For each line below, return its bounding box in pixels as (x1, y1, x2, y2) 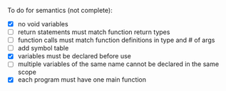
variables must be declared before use (17, 52, 132, 60)
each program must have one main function (17, 75, 147, 84)
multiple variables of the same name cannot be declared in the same (17, 60, 220, 68)
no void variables (17, 20, 69, 28)
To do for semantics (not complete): (7, 6, 113, 14)
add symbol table (17, 44, 69, 53)
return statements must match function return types (17, 28, 170, 36)
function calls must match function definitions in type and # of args (17, 36, 215, 45)
